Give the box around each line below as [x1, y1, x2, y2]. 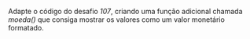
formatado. [8, 23, 45, 32]
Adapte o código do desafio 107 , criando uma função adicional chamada [8, 7, 243, 16]
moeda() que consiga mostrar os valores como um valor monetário [8, 15, 226, 24]
